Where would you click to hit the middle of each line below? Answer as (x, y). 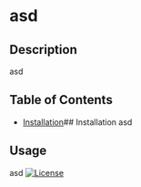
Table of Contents (61, 100)
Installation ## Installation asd (77, 122)
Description (43, 50)
